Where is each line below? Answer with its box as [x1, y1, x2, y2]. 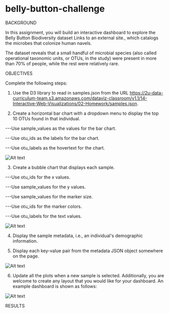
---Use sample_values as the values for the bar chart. [5, 125, 117, 131]
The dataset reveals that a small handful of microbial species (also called [5, 50, 157, 56]
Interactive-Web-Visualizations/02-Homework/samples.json [12, 100, 137, 106]
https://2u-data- [129, 90, 163, 96]
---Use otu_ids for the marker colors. [5, 203, 82, 209]
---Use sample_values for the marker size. [5, 193, 93, 199]
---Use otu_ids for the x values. [5, 174, 71, 180]
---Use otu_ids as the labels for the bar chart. [5, 135, 100, 141]
